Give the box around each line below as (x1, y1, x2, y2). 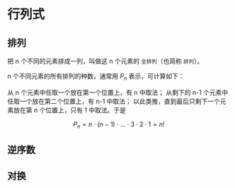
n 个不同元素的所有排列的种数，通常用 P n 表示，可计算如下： (7, 72, 185, 82)
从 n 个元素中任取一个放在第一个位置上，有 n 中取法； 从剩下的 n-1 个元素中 (7, 88, 229, 96)
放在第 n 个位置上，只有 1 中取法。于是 (13, 105, 126, 114)
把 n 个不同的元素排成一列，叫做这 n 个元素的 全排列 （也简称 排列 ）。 (7, 57, 204, 65)
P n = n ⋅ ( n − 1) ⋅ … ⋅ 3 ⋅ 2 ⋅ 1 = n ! (73, 119, 165, 130)
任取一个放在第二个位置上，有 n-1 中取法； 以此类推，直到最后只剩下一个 (7, 97, 221, 105)
